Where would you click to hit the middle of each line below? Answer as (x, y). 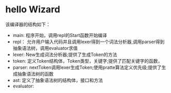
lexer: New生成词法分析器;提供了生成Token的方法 (65, 54)
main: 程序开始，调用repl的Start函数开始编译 (60, 35)
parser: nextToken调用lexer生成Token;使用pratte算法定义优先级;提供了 (87, 67)
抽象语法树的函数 (35, 73)
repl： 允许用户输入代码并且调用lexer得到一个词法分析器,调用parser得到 (89, 42)
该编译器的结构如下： (28, 24)
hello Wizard (33, 10)
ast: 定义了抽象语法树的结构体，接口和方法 (58, 80)
